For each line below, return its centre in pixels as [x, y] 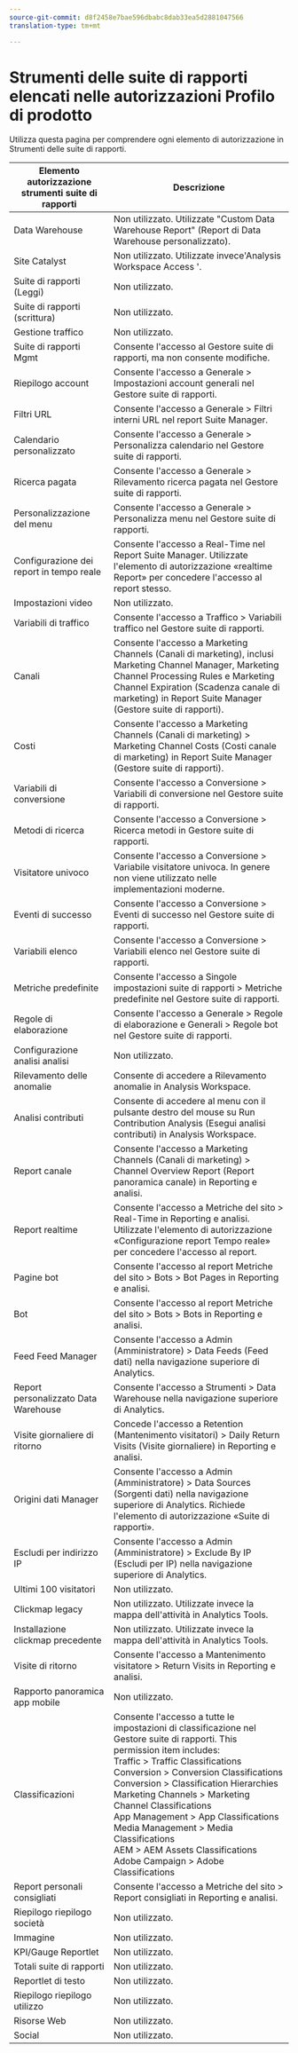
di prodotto [51, 115]
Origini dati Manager [56, 1499]
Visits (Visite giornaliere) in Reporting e [195, 1446]
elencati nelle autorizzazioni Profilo [142, 96]
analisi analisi [41, 1062]
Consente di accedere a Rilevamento [190, 1076]
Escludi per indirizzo [56, 1552]
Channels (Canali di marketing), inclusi [194, 654]
